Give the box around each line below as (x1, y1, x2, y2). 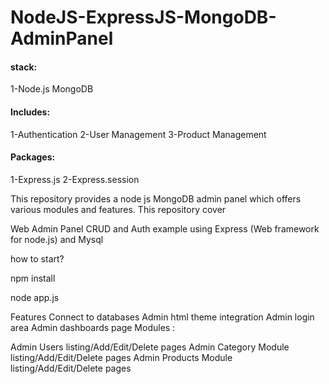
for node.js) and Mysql (10, 233, 104, 245)
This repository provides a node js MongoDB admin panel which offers (10, 192, 302, 205)
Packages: (10, 151, 56, 163)
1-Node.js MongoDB (10, 83, 94, 95)
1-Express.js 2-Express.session (10, 173, 140, 185)
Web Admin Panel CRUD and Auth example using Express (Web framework (10, 222, 320, 235)
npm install (10, 272, 56, 284)
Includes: (10, 106, 51, 118)
